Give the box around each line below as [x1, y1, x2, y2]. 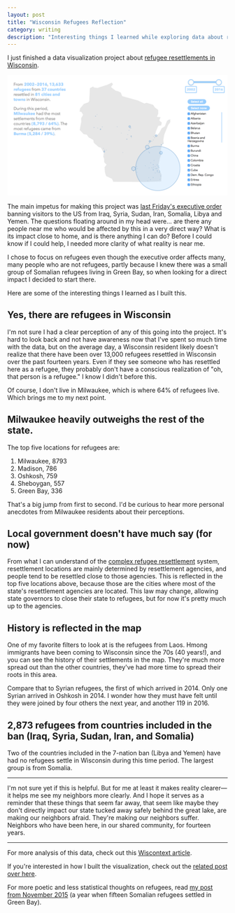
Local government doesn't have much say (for [7, 527, 213, 539]
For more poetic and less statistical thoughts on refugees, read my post [7, 883, 213, 891]
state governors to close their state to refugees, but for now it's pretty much [7, 594, 227, 603]
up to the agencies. [7, 602, 63, 611]
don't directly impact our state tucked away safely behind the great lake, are [7, 806, 227, 814]
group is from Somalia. [7, 763, 73, 772]
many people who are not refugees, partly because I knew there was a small [7, 260, 227, 269]
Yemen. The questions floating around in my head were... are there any [7, 217, 212, 225]
